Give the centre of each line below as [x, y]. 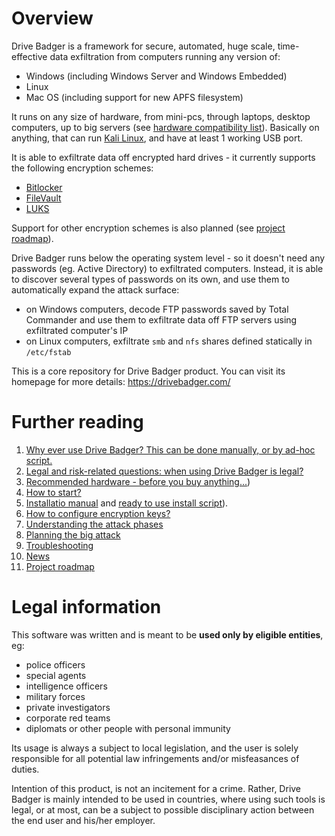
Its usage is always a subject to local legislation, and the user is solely [155, 748]
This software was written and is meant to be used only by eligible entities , [167, 634]
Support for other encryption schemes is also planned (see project [148, 228]
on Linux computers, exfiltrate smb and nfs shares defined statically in [169, 341]
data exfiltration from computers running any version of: [165, 56]
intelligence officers [66, 686]
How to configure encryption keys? [98, 513]
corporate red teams [68, 718]
